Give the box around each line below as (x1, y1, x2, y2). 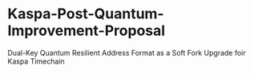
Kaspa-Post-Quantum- (7, 5, 165, 23)
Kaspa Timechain (7, 56, 65, 66)
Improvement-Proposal (7, 21, 166, 40)
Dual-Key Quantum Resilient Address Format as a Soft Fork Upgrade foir (7, 48, 246, 57)
